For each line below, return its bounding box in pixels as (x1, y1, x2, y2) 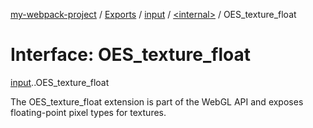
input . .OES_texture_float (10, 76, 110, 88)
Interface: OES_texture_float (10, 44, 251, 66)
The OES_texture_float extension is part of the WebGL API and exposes (10, 95, 304, 108)
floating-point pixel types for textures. (10, 106, 167, 118)
